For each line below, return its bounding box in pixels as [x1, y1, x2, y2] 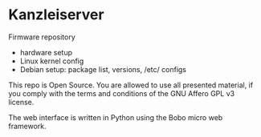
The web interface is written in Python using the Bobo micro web [8, 112, 223, 122]
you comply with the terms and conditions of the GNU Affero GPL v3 [8, 88, 235, 98]
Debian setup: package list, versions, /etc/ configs [19, 64, 187, 74]
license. [8, 97, 35, 107]
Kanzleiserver [8, 6, 104, 24]
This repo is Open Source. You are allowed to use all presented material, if [8, 80, 254, 90]
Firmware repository [8, 32, 76, 42]
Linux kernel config [19, 56, 84, 66]
